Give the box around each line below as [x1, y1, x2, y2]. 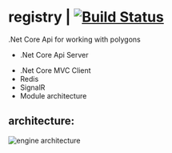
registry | [8, 8, 71, 26]
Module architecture [19, 91, 87, 100]
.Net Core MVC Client [19, 65, 91, 75]
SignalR [19, 83, 46, 92]
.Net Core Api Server [19, 50, 90, 59]
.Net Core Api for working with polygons [8, 34, 142, 44]
